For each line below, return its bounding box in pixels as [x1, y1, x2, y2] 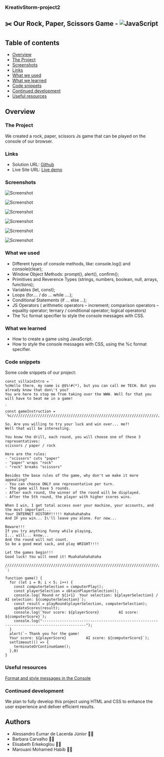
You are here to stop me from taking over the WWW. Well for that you [5, 392, 152, 397]
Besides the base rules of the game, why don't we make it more [5, 473, 139, 478]
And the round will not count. [5, 537, 69, 542]
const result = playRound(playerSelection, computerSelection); [14, 602, 147, 606]
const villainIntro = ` [5, 379, 54, 384]
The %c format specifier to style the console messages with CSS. [12, 312, 144, 319]
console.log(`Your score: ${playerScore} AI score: [14, 610, 139, 615]
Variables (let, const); [12, 286, 55, 292]
